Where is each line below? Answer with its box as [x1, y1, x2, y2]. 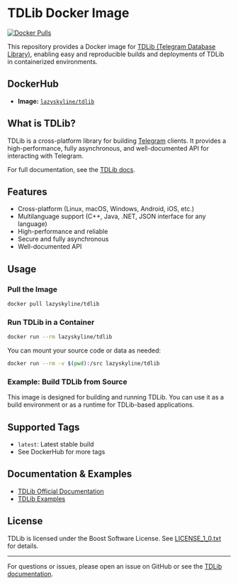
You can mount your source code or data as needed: [7, 346, 161, 355]
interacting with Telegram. [7, 151, 84, 160]
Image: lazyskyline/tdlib [17, 97, 95, 105]
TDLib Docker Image [7, 5, 130, 21]
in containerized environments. [7, 57, 98, 65]
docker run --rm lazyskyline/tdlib [7, 333, 113, 340]
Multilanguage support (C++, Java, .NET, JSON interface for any [17, 212, 207, 221]
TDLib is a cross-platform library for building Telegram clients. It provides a [7, 136, 227, 145]
